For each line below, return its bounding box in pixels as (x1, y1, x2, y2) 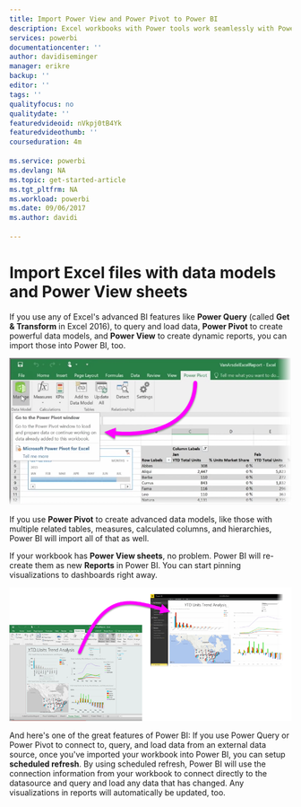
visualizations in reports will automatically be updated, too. (9, 786, 226, 798)
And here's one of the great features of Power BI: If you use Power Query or (9, 730, 289, 741)
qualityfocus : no (9, 100, 74, 109)
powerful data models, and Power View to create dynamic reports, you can (9, 330, 288, 341)
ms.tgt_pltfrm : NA (9, 185, 78, 194)
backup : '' (9, 72, 50, 81)
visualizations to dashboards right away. (9, 570, 159, 581)
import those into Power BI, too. (9, 339, 126, 350)
